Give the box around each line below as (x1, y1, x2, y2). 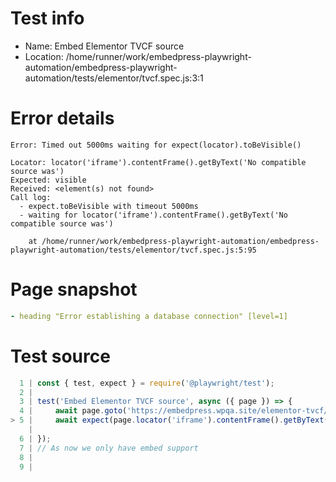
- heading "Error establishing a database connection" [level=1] (10, 311, 288, 321)
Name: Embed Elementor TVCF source (24, 40, 185, 52)
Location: (24, 50, 64, 62)
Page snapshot (10, 278, 138, 301)
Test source (10, 345, 111, 367)
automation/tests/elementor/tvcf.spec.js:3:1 (24, 72, 204, 84)
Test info (10, 7, 85, 30)
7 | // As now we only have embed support (19, 443, 199, 453)
